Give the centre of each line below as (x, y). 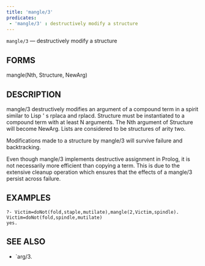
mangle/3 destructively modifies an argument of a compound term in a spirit (102, 109)
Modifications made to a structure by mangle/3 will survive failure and (95, 141)
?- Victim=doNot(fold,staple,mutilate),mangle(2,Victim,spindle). (93, 212)
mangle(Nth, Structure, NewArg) (47, 75)
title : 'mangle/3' (30, 12)
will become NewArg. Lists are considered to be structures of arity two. (96, 129)
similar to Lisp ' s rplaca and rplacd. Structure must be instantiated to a (95, 115)
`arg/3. (24, 256)
